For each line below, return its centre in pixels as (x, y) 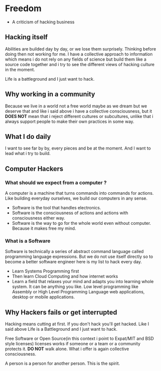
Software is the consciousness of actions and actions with (70, 213)
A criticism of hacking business (43, 22)
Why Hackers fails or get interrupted (61, 312)
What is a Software (28, 241)
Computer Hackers (34, 169)
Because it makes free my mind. (44, 228)
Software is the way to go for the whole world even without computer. (81, 223)
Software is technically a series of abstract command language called (74, 252)
